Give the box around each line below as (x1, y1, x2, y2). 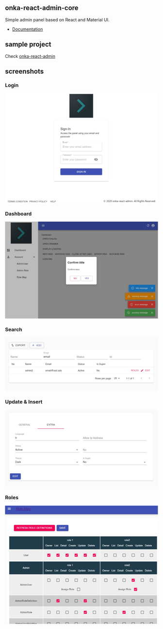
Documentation (12, 26, 43, 32)
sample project (5, 40, 51, 49)
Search (5, 326, 23, 333)
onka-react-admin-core (5, 4, 79, 12)
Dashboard (5, 210, 32, 217)
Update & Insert (5, 399, 43, 405)
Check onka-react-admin (5, 53, 56, 59)
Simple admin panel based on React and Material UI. (5, 17, 110, 22)
